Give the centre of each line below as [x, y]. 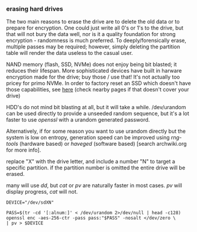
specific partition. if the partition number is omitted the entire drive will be [96, 168]
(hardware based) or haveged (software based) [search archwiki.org [103, 144]
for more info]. [24, 150]
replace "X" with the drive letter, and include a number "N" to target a [91, 162]
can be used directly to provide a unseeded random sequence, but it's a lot [98, 113]
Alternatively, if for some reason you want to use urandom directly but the [96, 131]
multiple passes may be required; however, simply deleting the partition [93, 47]
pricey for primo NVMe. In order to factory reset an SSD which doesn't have [98, 83]
